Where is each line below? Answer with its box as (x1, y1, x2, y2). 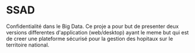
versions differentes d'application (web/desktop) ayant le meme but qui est (6, 29, 189, 36)
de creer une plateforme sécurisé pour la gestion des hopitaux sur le (6, 35, 173, 42)
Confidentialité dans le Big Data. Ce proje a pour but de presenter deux (6, 23, 179, 30)
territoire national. (6, 41, 50, 48)
